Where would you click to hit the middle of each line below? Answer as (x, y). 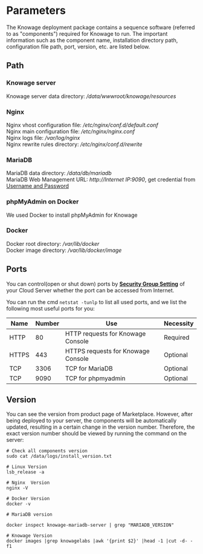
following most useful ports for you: (50, 308)
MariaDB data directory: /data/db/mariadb (59, 173)
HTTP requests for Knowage (105, 334)
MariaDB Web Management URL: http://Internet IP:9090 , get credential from (101, 180)
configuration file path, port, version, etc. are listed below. (78, 47)
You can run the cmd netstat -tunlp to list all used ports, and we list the (97, 302)
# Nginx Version (28, 483)
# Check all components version (47, 451)
